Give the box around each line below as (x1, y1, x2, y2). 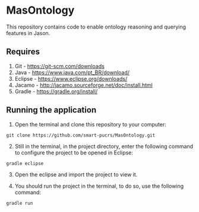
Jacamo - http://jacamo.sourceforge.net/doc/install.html (14, 81, 153, 88)
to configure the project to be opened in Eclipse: (14, 149, 134, 156)
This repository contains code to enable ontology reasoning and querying (6, 23, 186, 30)
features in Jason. (6, 29, 50, 36)
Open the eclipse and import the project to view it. (14, 170, 138, 178)
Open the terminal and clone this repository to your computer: (14, 121, 166, 128)
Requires (6, 47, 40, 57)
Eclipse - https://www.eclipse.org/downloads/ (14, 75, 128, 82)
